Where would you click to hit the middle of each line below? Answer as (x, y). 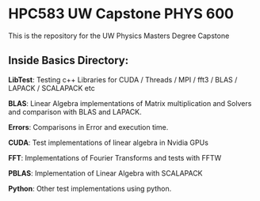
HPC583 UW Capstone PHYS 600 (121, 14)
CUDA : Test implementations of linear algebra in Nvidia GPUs (108, 142)
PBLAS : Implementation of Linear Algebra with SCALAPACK (106, 173)
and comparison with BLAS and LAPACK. (75, 112)
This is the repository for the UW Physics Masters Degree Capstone (119, 36)
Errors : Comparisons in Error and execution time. (88, 127)
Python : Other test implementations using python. (90, 188)
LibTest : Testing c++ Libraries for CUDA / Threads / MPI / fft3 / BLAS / (123, 79)
